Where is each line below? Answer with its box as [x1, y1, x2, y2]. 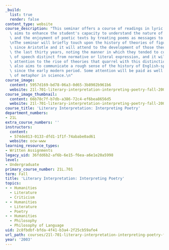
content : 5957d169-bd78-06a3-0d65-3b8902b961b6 [10, 82, 112, 87]
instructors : [5, 124, 33, 130]
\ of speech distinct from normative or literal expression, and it [10, 54, 156, 59]
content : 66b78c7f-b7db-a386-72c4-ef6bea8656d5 [10, 96, 112, 101]
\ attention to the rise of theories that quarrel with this [10, 59, 141, 64]
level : [5, 157, 19, 162]
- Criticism [10, 195, 35, 200]
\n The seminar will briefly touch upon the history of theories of [10, 40, 154, 45]
